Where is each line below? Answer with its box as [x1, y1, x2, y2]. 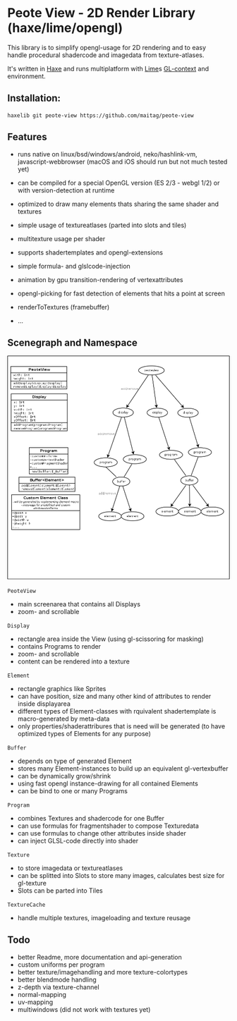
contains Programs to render [17, 642, 101, 650]
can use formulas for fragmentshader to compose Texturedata [17, 821, 200, 830]
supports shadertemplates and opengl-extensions [17, 248, 164, 257]
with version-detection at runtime [17, 185, 115, 195]
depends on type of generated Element [17, 757, 132, 765]
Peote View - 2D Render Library [7, 5, 196, 21]
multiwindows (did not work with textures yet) [17, 1005, 151, 1013]
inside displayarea [17, 699, 71, 708]
